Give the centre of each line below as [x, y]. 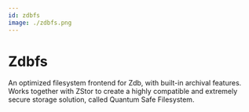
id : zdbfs [24, 15]
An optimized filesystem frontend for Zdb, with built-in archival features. [125, 83]
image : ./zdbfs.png [40, 23]
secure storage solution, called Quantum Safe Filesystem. [101, 99]
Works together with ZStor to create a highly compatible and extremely [123, 92]
